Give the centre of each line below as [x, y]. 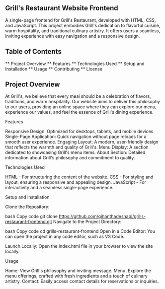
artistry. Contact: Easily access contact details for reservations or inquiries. [82, 281]
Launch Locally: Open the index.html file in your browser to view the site [79, 246]
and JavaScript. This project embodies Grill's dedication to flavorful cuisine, [83, 25]
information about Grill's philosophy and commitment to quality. [70, 158]
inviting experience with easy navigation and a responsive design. [73, 36]
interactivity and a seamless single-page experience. [59, 188]
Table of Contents [34, 52]
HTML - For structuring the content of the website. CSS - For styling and [79, 177]
